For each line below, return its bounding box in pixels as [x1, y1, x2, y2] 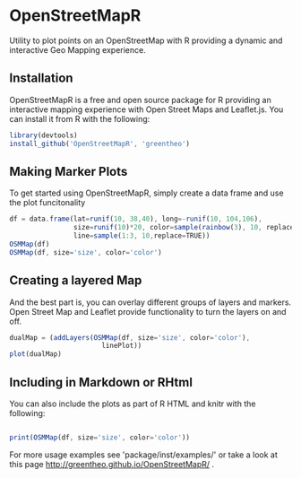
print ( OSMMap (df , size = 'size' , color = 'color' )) [9, 432, 191, 442]
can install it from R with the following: [9, 113, 150, 124]
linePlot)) [101, 342, 142, 351]
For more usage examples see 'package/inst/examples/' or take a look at [9, 449, 278, 460]
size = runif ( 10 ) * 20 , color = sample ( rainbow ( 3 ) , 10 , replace [73, 223, 295, 232]
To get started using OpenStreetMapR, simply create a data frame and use [9, 187, 284, 198]
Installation [9, 71, 73, 86]
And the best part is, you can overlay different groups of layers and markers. [9, 297, 292, 308]
